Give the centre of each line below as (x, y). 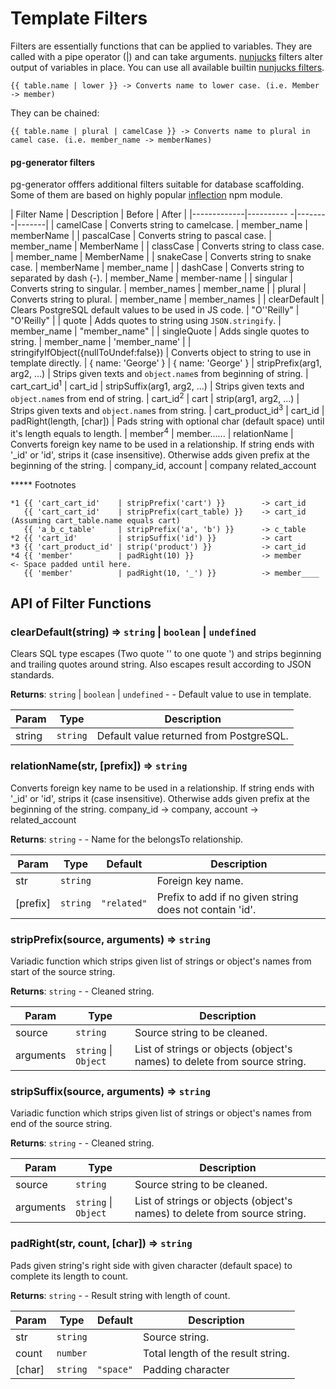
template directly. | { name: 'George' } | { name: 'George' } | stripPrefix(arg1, (166, 363)
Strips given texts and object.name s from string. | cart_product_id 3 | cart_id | (167, 410)
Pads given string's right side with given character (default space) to (151, 1265)
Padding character (186, 1369)
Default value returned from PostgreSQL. (192, 736)
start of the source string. (63, 972)
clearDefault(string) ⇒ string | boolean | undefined (133, 632)
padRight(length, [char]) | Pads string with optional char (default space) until (167, 421)
